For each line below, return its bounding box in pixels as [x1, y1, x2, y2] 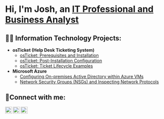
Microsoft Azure [12, 68, 47, 74]
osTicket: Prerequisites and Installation [19, 52, 99, 58]
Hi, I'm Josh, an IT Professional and [5, 3, 154, 15]
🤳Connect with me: [5, 93, 66, 102]
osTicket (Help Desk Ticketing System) [12, 47, 95, 53]
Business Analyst [5, 14, 79, 25]
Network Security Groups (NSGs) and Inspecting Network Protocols [19, 79, 159, 85]
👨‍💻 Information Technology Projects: [5, 34, 122, 42]
